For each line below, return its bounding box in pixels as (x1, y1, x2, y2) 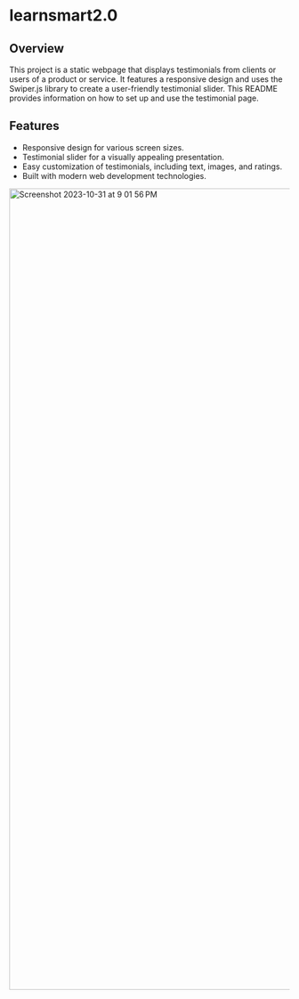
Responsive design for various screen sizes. (21, 142, 184, 152)
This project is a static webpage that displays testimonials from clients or (9, 64, 277, 75)
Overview (9, 41, 65, 56)
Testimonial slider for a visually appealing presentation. (21, 151, 225, 162)
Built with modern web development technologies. (21, 170, 207, 181)
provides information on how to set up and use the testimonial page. (9, 93, 260, 103)
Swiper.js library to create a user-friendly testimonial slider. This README (9, 84, 279, 93)
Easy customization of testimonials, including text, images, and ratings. (21, 161, 283, 172)
